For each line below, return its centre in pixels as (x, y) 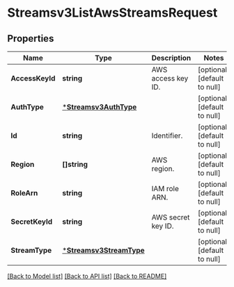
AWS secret (171, 217)
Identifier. (167, 136)
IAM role (165, 189)
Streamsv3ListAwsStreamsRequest (112, 13)
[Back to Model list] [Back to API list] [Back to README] (87, 276)
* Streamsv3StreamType (103, 250)
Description (171, 58)
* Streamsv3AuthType (100, 107)
